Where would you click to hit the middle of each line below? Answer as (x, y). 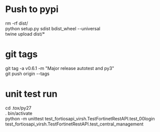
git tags (21, 54)
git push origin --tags (27, 74)
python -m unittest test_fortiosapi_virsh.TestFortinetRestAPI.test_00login (80, 118)
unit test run (31, 94)
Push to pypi (32, 9)
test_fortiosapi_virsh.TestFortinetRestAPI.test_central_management (74, 124)
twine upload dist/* (25, 34)
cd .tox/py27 (18, 108)
